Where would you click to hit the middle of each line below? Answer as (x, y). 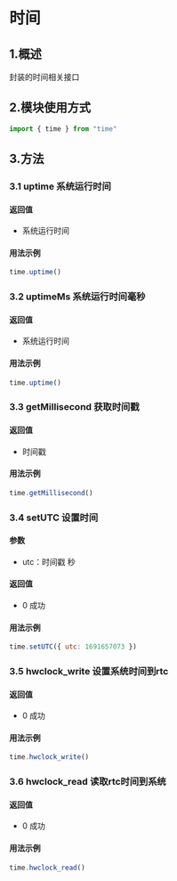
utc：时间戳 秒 (48, 561)
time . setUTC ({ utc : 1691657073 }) (73, 647)
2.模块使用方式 (50, 108)
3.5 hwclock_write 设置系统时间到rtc (89, 672)
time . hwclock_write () (49, 757)
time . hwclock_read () (48, 868)
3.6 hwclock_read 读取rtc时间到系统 (88, 782)
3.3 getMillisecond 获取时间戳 (74, 407)
